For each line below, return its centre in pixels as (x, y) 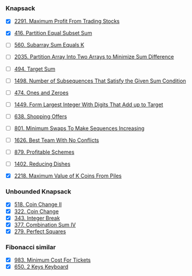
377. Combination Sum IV (45, 224)
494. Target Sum (35, 69)
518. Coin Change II (38, 204)
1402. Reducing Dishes (42, 164)
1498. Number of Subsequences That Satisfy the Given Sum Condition (100, 81)
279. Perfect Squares (40, 231)
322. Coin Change (36, 211)
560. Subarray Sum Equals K (49, 45)
